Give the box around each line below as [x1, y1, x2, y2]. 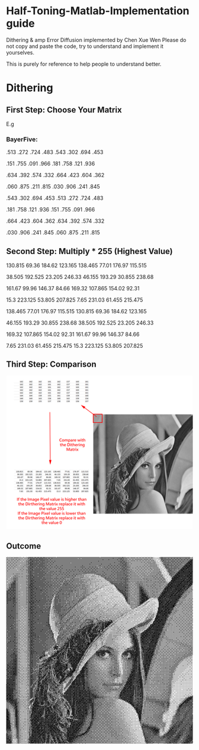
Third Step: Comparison [6, 360, 97, 370]
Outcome [6, 541, 41, 551]
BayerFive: [6, 135, 38, 143]
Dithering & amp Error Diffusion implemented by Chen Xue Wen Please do [6, 36, 187, 43]
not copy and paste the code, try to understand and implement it [6, 43, 164, 50]
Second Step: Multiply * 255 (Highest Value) [6, 246, 173, 256]
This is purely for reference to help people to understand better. [6, 60, 162, 68]
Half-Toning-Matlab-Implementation [6, 4, 190, 18]
